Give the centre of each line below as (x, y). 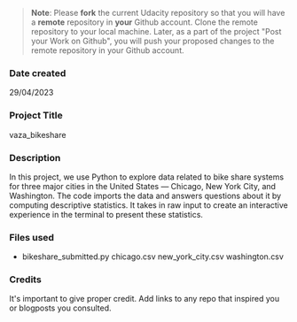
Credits (25, 280)
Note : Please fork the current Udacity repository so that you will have (158, 13)
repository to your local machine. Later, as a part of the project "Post (156, 31)
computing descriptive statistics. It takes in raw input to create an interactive (148, 205)
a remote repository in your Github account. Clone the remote (145, 22)
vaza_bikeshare (38, 134)
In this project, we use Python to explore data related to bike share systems (147, 177)
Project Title (36, 116)
